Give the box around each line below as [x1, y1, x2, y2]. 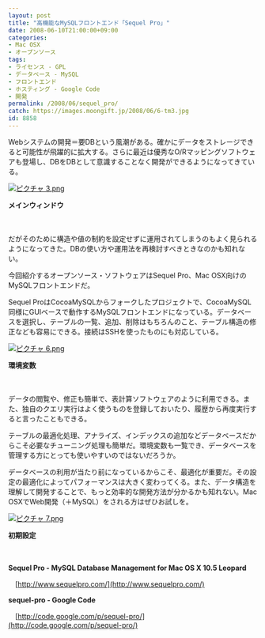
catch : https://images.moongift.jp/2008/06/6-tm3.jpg [8, 108, 190, 115]
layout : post [8, 11, 51, 20]
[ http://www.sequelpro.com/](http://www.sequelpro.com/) [14, 579, 205, 589]
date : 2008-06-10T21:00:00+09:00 [8, 26, 119, 34]
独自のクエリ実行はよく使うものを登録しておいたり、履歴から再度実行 [21, 404, 251, 413]
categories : [8, 33, 47, 42]
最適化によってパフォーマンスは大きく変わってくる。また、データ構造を [21, 477, 257, 486]
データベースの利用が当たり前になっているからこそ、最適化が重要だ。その [8, 467, 251, 477]
